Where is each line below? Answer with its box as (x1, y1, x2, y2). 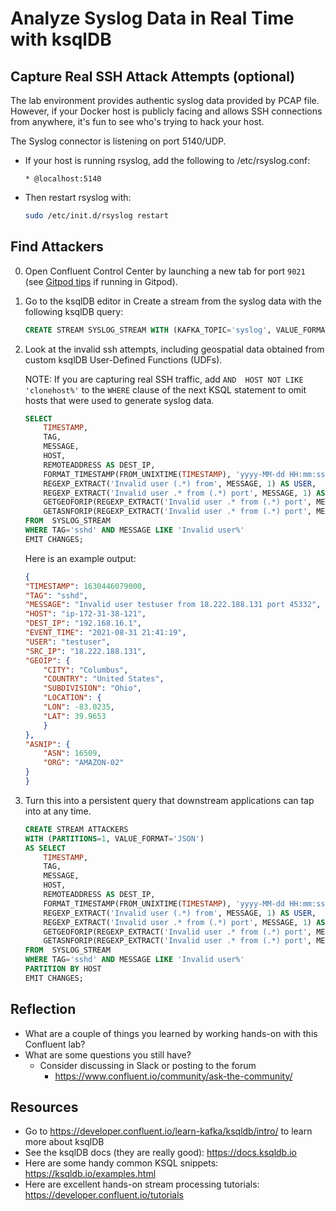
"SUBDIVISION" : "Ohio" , (43, 683, 142, 694)
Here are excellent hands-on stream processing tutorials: (24, 1178, 260, 1191)
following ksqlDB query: (24, 305, 124, 317)
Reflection (10, 1001, 77, 1018)
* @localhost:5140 (24, 174, 102, 184)
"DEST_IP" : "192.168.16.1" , (24, 618, 142, 629)
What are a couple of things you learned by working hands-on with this (24, 1027, 318, 1039)
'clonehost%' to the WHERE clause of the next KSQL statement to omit (24, 383, 307, 396)
